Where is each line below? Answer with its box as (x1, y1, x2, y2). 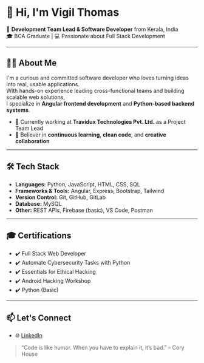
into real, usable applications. (6, 80, 80, 87)
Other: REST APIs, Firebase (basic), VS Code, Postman (15, 206, 153, 214)
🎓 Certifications (6, 230, 72, 240)
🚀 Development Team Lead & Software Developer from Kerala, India (6, 25, 178, 33)
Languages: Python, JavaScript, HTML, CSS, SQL (15, 180, 141, 188)
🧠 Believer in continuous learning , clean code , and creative (15, 131, 166, 138)
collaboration (15, 137, 50, 144)
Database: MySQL (15, 200, 62, 207)
